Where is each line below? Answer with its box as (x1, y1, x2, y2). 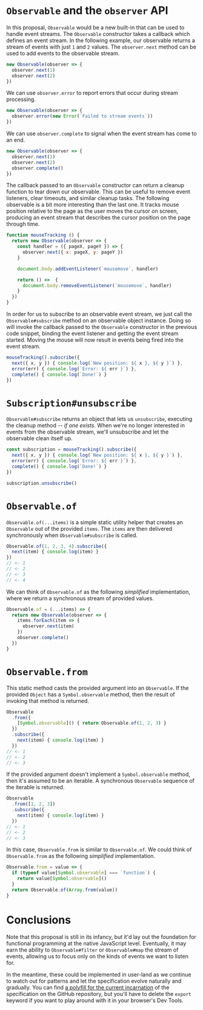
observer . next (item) (22, 623, 75, 629)
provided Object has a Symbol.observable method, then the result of (6, 691, 175, 698)
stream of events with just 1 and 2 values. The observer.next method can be (6, 43, 197, 50)
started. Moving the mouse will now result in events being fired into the (6, 336, 184, 344)
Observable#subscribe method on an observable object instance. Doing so (6, 317, 191, 324)
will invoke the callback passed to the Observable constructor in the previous (6, 323, 198, 331)
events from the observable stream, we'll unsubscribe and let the (6, 428, 169, 435)
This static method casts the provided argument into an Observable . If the (6, 684, 189, 691)
